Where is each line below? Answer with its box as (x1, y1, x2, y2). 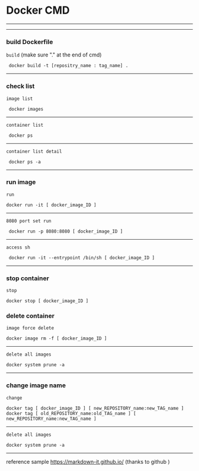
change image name (6, 381, 66, 390)
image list (6, 96, 33, 102)
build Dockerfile (6, 37, 53, 46)
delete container (6, 312, 55, 320)
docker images (8, 106, 44, 112)
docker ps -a (8, 159, 41, 165)
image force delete (6, 325, 54, 331)
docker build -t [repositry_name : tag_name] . (8, 63, 129, 69)
